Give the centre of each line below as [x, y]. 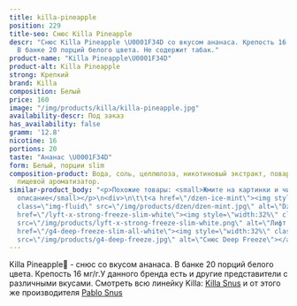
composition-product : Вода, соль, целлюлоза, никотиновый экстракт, [138, 173]
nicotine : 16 [33, 141]
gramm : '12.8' [35, 133]
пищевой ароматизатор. [59, 182]
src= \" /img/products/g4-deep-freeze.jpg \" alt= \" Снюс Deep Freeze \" [146, 240]
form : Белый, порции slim [57, 165]
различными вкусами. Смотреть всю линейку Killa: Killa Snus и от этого [145, 283]
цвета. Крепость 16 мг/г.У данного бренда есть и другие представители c [148, 274]
